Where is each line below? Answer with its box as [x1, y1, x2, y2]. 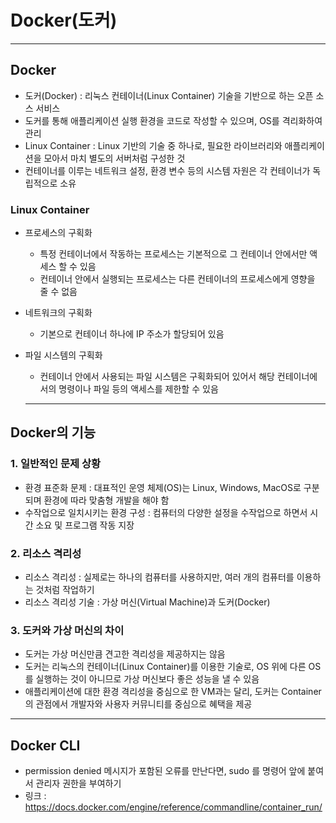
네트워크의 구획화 [24, 307, 93, 319]
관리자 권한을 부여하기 [35, 777, 122, 790]
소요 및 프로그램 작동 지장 [35, 519, 135, 531]
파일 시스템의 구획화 [24, 349, 103, 361]
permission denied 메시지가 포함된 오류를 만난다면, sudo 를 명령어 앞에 [24, 765, 306, 777]
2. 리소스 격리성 [10, 546, 82, 560]
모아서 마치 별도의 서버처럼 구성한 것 [43, 152, 186, 164]
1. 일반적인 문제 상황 [10, 457, 102, 471]
